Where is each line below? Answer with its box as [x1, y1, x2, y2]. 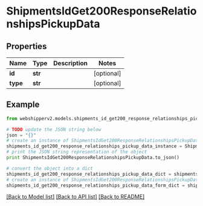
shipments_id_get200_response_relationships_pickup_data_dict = [6, 171, 172, 177]
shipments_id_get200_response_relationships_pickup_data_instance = [6, 143, 182, 149]
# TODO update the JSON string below [6, 126, 101, 132]
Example [6, 100, 40, 110]
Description [53, 59, 88, 67]
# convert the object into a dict [6, 165, 94, 172]
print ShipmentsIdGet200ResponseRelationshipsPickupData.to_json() [6, 155, 180, 161]
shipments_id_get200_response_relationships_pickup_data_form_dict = [6, 182, 185, 188]
